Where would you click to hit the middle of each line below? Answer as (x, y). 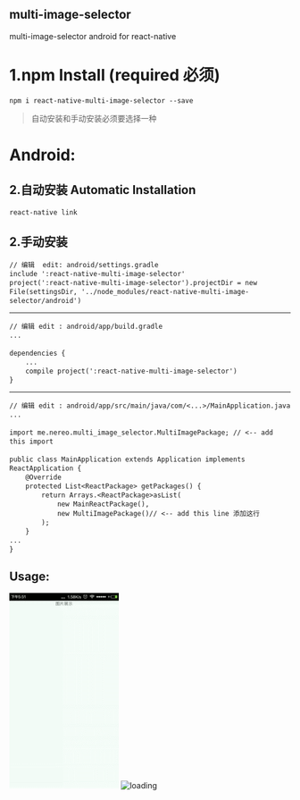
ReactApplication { (46, 468)
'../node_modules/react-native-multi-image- (165, 291)
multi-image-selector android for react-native (93, 36)
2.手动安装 (39, 242)
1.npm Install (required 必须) (115, 75)
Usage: (30, 576)
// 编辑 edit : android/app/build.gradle (86, 326)
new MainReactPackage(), (103, 504)
